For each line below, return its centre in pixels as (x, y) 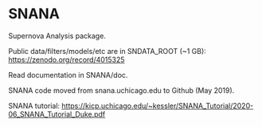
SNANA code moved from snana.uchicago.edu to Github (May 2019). (121, 90)
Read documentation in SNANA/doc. (68, 75)
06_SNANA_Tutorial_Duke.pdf (57, 114)
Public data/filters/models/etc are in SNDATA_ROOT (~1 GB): (108, 51)
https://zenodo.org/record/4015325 (66, 60)
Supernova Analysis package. (57, 36)
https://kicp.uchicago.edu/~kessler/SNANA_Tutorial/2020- (158, 106)
